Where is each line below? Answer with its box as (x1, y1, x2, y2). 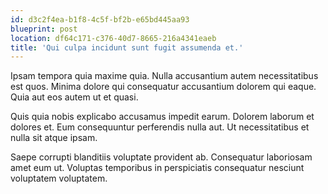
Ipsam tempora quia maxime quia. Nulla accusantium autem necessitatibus (10, 70, 319, 82)
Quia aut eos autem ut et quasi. (10, 91, 139, 103)
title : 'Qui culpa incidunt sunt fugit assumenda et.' (10, 42, 244, 53)
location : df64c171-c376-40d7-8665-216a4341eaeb (10, 33, 217, 43)
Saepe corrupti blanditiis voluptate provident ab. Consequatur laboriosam (10, 151, 313, 163)
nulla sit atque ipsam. (10, 132, 98, 144)
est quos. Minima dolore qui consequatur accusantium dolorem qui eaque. (10, 81, 317, 93)
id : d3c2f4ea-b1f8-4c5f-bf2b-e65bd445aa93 (10, 14, 190, 25)
